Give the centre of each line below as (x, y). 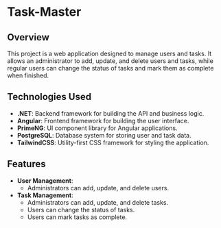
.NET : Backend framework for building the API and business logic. (110, 113)
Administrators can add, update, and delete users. (98, 188)
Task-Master (44, 12)
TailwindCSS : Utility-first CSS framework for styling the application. (113, 142)
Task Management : (45, 195)
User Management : (45, 180)
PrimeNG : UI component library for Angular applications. (97, 128)
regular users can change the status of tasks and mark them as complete (110, 68)
